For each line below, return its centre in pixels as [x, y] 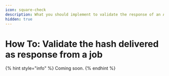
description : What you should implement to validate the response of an [83, 14]
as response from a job [54, 54]
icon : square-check [26, 10]
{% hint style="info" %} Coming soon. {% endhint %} [60, 68]
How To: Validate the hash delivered [82, 44]
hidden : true [19, 19]
